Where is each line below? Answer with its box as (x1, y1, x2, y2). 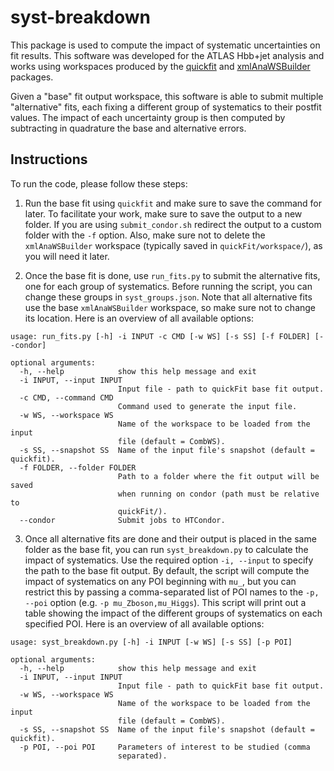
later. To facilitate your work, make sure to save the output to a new (24, 207, 303, 220)
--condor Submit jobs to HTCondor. (19, 515, 226, 525)
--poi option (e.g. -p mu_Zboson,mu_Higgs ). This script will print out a (24, 596, 307, 608)
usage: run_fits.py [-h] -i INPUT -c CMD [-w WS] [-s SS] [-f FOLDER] (10, 331, 311, 341)
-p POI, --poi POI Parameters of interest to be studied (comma (19, 742, 311, 752)
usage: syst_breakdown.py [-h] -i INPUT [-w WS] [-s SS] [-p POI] (10, 637, 293, 647)
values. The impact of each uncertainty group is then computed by (10, 111, 286, 123)
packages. (10, 71, 54, 83)
